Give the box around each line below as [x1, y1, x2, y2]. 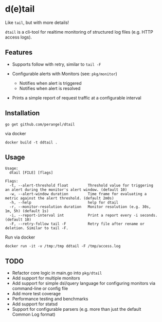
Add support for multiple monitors [12, 275, 80, 281]
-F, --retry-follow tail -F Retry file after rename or [9, 221, 145, 226]
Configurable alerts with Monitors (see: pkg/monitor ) [12, 71, 118, 77]
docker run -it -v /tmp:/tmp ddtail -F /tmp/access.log [5, 244, 121, 249]
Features [5, 48, 33, 57]
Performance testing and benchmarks [12, 296, 89, 302]
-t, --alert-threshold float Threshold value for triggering [9, 183, 153, 188]
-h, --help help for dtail [9, 200, 119, 205]
